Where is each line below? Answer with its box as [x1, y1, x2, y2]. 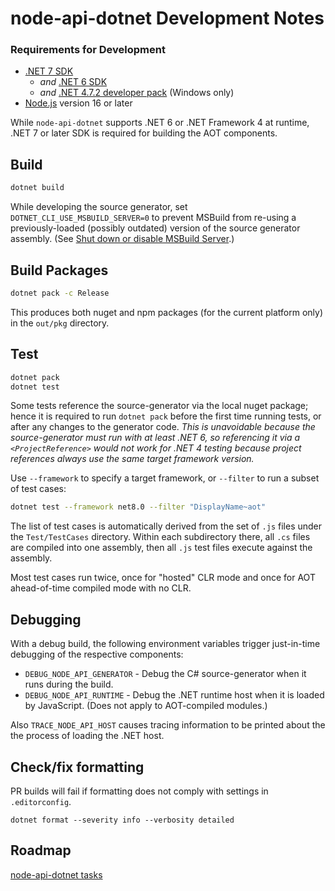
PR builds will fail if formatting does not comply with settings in [10, 785, 269, 797]
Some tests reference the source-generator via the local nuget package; [10, 400, 309, 412]
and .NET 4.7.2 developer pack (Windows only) [39, 87, 235, 99]
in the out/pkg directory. [10, 317, 110, 329]
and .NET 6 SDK [39, 76, 108, 88]
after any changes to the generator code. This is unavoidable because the [10, 421, 316, 433]
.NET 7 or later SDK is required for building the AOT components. [10, 127, 278, 139]
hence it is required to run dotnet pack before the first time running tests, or [10, 410, 322, 422]
